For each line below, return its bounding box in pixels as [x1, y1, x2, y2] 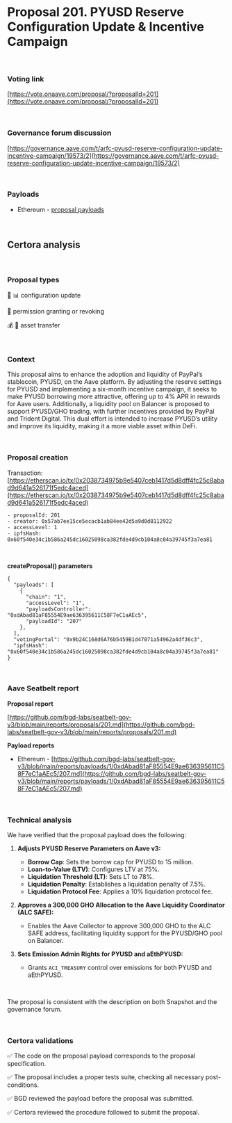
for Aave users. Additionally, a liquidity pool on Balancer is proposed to [7, 400, 210, 408]
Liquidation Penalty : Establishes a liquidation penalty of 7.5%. [27, 880, 206, 889]
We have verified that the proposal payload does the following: [7, 831, 187, 839]
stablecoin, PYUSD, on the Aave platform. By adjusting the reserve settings [7, 378, 222, 386]
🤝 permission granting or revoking [7, 307, 104, 315]
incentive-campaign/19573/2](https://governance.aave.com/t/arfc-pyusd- [7, 151, 219, 160]
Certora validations [7, 1036, 74, 1046]
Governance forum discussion [7, 128, 112, 138]
